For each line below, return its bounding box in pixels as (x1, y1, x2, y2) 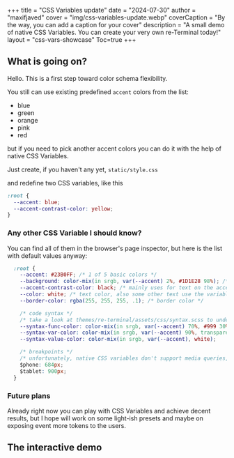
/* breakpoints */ (19, 349, 73, 356)
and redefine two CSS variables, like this (7, 178, 123, 187)
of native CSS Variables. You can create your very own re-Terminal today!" (7, 28, 221, 36)
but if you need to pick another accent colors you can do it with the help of (7, 144, 221, 153)
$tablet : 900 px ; (19, 367, 68, 375)
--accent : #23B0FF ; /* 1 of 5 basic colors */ (19, 271, 157, 278)
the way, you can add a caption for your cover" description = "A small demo (7, 21, 225, 29)
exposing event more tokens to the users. (7, 421, 127, 429)
